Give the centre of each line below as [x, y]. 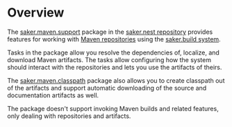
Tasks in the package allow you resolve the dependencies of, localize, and [114, 52]
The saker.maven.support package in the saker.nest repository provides [110, 32]
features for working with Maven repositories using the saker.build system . [114, 39]
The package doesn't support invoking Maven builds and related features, [113, 108]
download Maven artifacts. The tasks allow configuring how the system [109, 59]
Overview [36, 13]
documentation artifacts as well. [53, 95]
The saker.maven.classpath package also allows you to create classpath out [116, 80]
